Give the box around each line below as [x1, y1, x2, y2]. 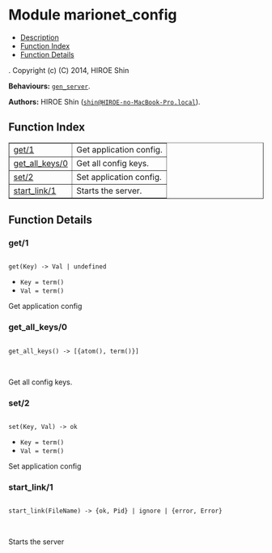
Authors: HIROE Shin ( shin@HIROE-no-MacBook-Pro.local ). [8, 96, 201, 106]
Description [19, 32, 59, 42]
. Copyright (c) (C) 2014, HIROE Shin [8, 65, 130, 75]
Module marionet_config [8, 6, 177, 24]
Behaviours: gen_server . [8, 81, 91, 91]
